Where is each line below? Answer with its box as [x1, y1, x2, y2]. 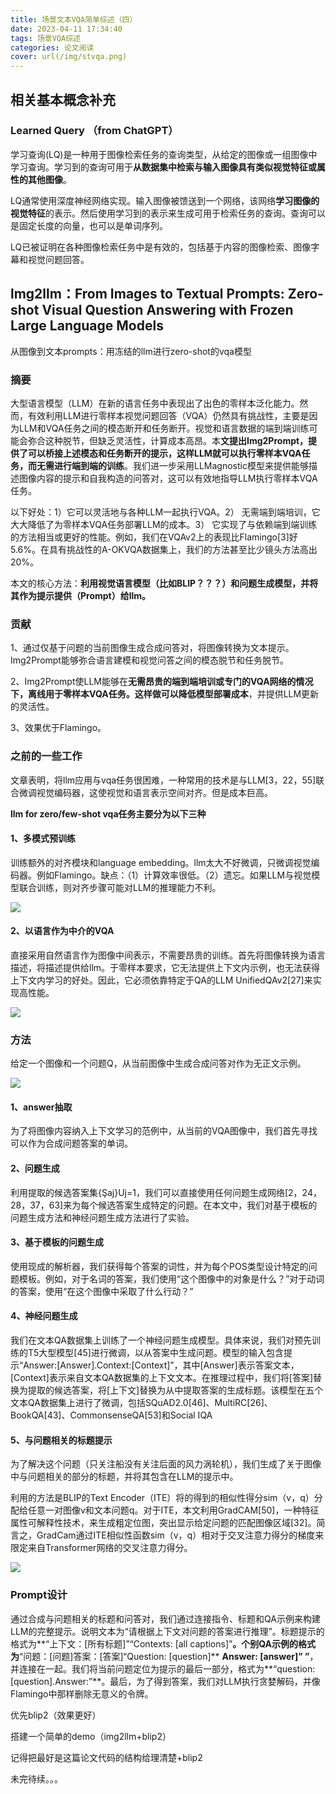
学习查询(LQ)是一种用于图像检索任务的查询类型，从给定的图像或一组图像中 [10, 148, 318, 160]
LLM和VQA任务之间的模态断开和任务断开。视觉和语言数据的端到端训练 [18, 422, 310, 434]
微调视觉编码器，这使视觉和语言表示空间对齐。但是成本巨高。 [18, 786, 273, 798]
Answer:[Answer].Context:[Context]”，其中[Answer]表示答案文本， [23, 1359, 300, 1371]
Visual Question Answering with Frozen [41, 302, 294, 319]
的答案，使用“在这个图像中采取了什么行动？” [10, 1285, 194, 1297]
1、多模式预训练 [10, 832, 77, 845]
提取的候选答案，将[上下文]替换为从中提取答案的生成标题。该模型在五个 [27, 1384, 324, 1396]
